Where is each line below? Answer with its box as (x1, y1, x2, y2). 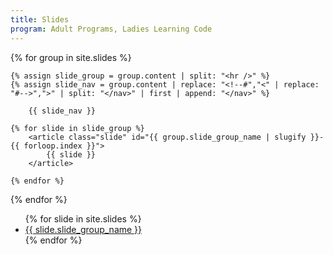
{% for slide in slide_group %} (10, 123, 145, 133)
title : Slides (10, 14, 70, 25)
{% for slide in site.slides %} (24, 212, 142, 225)
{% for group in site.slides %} (10, 51, 132, 63)
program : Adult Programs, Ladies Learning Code (10, 24, 213, 34)
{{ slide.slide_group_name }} (24, 223, 143, 235)
